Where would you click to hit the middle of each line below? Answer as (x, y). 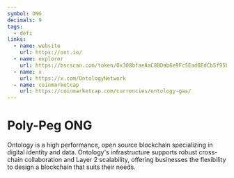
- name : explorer (39, 59)
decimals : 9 (24, 20)
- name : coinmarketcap (46, 85)
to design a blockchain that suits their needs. (71, 167)
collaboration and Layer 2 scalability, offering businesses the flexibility (125, 160)
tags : (15, 26)
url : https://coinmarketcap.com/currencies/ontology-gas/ (106, 91)
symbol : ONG (24, 14)
